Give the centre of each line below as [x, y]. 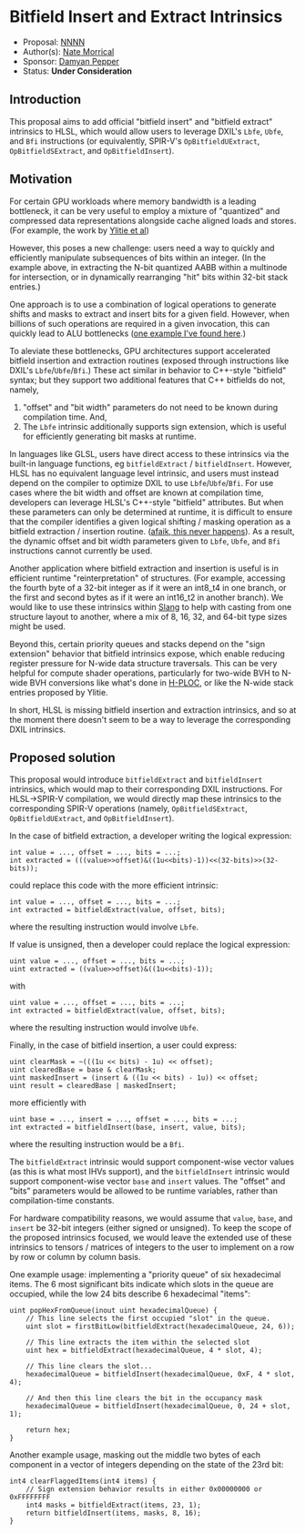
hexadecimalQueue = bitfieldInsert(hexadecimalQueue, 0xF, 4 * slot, [161, 1375]
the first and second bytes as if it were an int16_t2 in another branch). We [147, 597]
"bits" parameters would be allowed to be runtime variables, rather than [143, 1191]
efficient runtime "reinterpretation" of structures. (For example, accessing [147, 578]
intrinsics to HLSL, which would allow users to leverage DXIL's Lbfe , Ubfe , [147, 131]
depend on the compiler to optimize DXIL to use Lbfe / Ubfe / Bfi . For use [142, 483]
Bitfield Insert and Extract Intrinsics [146, 17]
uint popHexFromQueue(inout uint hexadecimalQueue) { [114, 1311]
